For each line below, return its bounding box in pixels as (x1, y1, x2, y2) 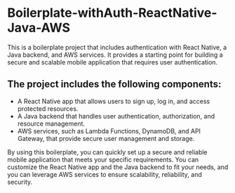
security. (7, 178, 33, 186)
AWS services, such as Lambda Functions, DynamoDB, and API (17, 126, 201, 135)
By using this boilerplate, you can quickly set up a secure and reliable (7, 147, 208, 156)
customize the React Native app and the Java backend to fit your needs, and (7, 163, 229, 171)
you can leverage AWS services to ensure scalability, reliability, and (7, 170, 202, 178)
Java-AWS (7, 20, 71, 36)
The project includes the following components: (7, 79, 222, 91)
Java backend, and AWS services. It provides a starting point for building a (7, 51, 223, 59)
